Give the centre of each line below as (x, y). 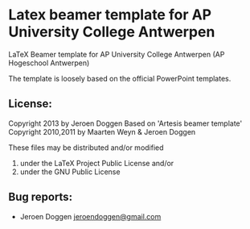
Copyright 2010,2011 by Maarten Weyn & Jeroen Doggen (102, 131)
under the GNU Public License (70, 172)
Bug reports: (41, 197)
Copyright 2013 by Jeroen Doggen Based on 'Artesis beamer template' (125, 123)
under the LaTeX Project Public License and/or (97, 163)
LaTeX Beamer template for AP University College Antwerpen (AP (117, 54)
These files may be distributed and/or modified (86, 148)
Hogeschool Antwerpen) (49, 63)
